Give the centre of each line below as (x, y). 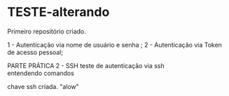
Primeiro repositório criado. (47, 31)
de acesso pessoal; (35, 52)
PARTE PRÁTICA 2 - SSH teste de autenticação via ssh (86, 65)
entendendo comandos (41, 73)
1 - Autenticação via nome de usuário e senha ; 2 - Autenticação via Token (115, 45)
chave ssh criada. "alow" (43, 86)
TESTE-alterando (58, 12)
